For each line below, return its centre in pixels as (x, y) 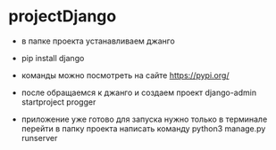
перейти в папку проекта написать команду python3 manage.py (143, 128)
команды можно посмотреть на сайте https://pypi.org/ (125, 75)
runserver (39, 138)
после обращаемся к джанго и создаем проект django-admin (138, 92)
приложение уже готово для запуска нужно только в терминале (144, 119)
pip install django (53, 58)
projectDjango (63, 16)
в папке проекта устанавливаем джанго (98, 41)
